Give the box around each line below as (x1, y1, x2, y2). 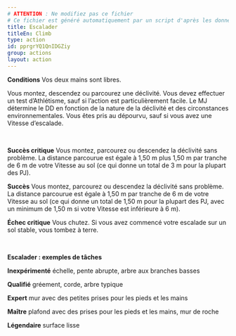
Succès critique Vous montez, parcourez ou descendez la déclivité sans (7, 146, 218, 155)
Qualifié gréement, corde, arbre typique (7, 280, 124, 288)
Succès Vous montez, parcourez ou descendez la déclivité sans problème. (7, 182, 224, 190)
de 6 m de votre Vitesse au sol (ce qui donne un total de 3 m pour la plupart (7, 161, 226, 169)
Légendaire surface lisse (7, 321, 80, 329)
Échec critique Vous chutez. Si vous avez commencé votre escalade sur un (7, 218, 227, 226)
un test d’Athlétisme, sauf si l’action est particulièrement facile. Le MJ (7, 96, 208, 105)
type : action (7, 37, 46, 44)
